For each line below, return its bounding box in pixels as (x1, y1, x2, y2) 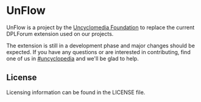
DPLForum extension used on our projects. (6, 30, 114, 37)
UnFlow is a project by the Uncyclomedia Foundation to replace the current (6, 24, 195, 31)
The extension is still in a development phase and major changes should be (6, 42, 195, 49)
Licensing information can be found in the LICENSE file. (6, 89, 146, 96)
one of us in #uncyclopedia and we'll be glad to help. (6, 55, 139, 62)
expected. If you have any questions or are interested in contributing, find (6, 48, 191, 55)
